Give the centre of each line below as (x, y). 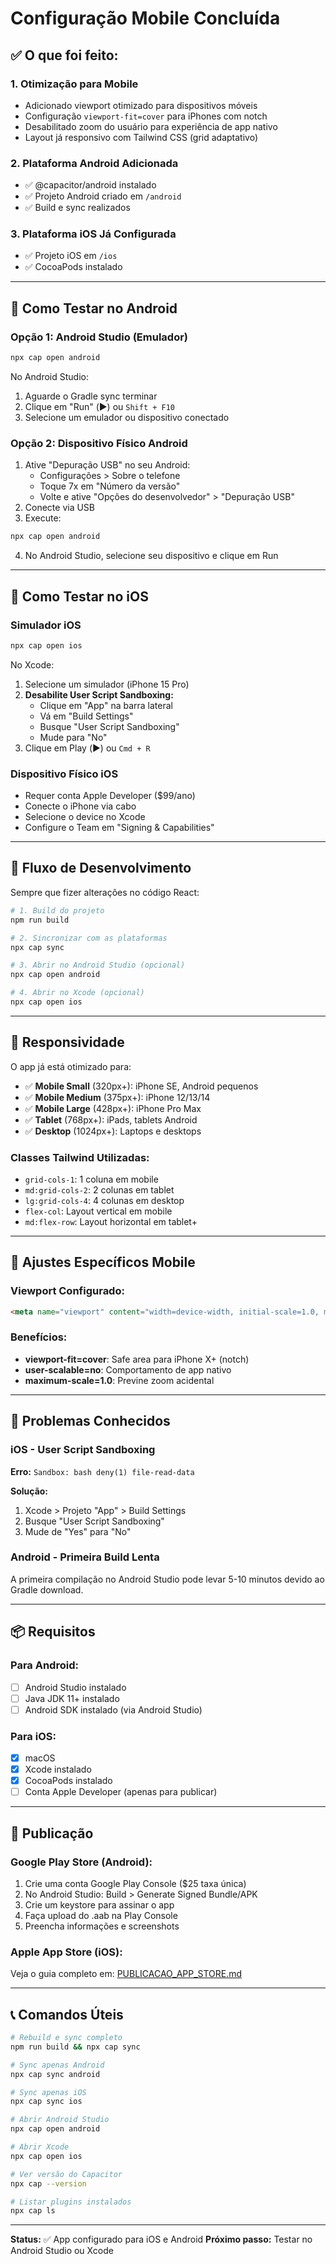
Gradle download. (47, 1589)
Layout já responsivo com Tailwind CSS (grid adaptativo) (141, 137)
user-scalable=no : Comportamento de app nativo (128, 1369)
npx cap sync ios (46, 2102)
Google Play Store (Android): (81, 1862)
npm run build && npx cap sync (75, 2047)
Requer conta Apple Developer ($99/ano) (110, 796)
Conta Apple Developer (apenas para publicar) (121, 1792)
